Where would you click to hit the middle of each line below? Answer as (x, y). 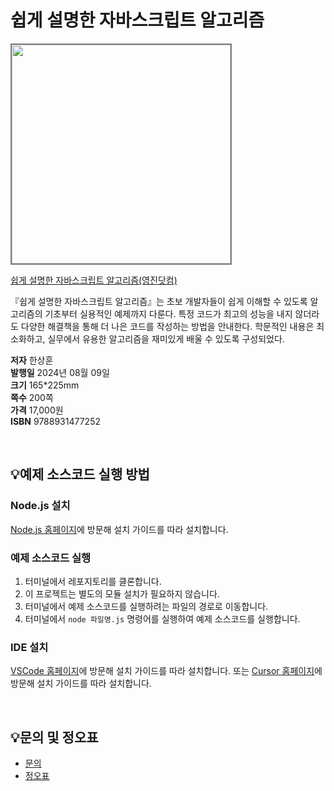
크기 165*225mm (45, 385)
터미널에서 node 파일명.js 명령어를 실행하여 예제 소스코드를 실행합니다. (162, 618)
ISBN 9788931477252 (55, 421)
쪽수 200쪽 (32, 397)
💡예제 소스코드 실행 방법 (80, 474)
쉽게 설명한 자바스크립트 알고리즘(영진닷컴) (94, 280)
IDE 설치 (29, 647)
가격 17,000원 (37, 410)
